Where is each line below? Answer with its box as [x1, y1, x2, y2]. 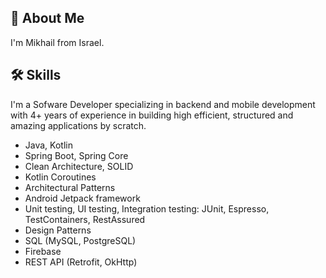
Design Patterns [24, 224, 92, 236]
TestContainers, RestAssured [24, 213, 146, 225]
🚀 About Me [10, 10, 85, 27]
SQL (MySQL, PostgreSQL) [24, 234, 137, 246]
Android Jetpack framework [24, 192, 141, 204]
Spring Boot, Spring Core [24, 149, 129, 161]
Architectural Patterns [24, 181, 116, 193]
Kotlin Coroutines [24, 171, 97, 183]
